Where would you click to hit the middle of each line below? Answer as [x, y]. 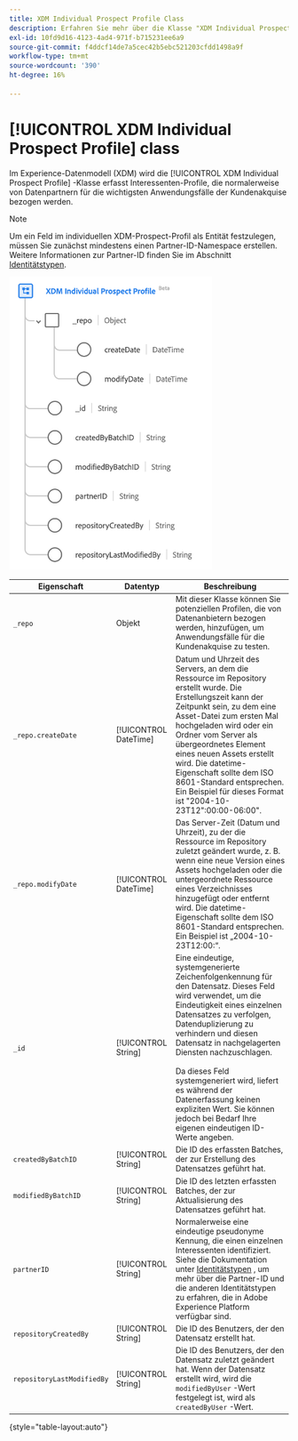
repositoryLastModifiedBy [61, 1380]
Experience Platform [212, 1307]
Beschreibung [230, 586]
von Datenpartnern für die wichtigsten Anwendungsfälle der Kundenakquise [148, 192]
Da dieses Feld [202, 1071]
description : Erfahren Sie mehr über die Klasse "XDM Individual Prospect [150, 28]
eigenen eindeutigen [213, 1128]
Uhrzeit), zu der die [211, 832]
